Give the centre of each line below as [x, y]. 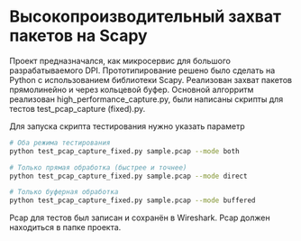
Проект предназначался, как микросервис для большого [120, 60]
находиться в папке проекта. [65, 227]
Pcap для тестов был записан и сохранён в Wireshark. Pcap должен [140, 218]
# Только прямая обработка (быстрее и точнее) [98, 167]
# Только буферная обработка [64, 192]
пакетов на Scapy [78, 36]
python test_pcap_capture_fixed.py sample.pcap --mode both [125, 151]
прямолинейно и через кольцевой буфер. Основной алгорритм [132, 89]
